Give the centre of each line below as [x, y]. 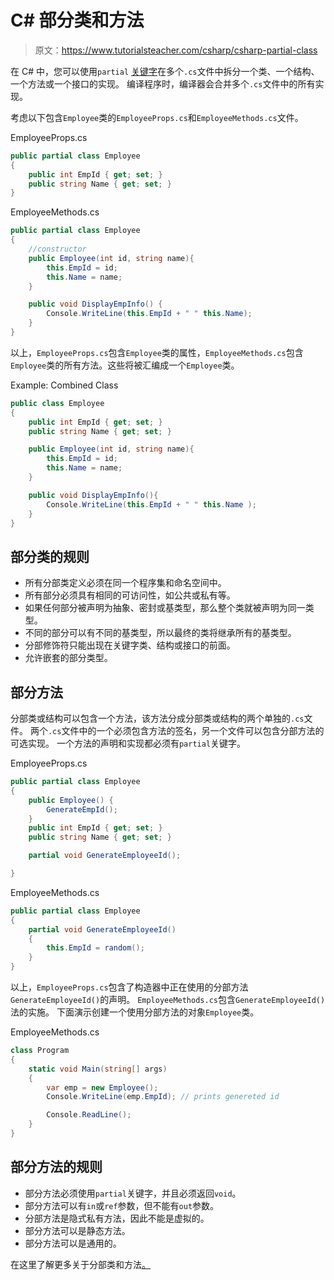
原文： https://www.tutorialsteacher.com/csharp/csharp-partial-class [176, 50]
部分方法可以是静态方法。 [77, 1230]
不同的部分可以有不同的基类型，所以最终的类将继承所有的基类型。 [160, 633]
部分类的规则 [50, 556]
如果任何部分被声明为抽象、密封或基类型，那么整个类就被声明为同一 [165, 608]
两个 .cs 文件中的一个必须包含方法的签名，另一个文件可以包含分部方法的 [177, 731]
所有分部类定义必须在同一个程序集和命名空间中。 [125, 583]
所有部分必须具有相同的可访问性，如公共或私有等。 [130, 595]
